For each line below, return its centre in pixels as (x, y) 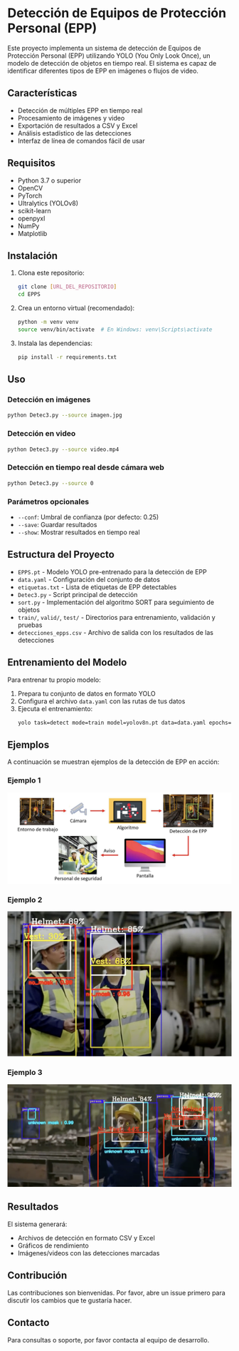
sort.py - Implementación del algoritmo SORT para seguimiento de (116, 602)
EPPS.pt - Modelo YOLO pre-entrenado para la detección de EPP (112, 571)
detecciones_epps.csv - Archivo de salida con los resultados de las (115, 632)
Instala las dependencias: (55, 343)
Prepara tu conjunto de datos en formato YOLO (86, 693)
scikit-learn (34, 210)
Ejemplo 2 (25, 899)
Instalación (33, 256)
